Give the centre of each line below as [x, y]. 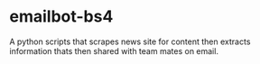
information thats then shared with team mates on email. [114, 50]
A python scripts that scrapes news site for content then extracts [130, 41]
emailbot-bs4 [61, 17]
